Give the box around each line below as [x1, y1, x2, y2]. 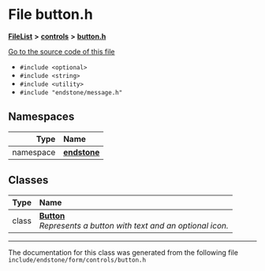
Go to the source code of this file [8, 46, 115, 56]
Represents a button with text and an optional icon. [39, 220, 229, 231]
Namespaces [8, 110, 75, 124]
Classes [8, 173, 49, 187]
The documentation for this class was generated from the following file [8, 247, 239, 257]
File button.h [8, 6, 93, 24]
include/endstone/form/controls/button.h [8, 256, 147, 264]
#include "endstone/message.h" [19, 88, 123, 96]
